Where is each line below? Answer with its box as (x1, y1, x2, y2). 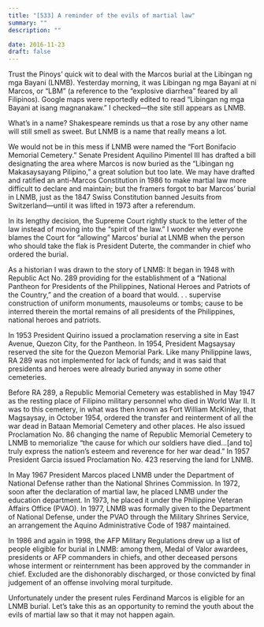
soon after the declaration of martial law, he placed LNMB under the (8, 487, 229, 497)
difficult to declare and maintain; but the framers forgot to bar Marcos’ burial (8, 184, 256, 193)
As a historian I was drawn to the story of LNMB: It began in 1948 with (8, 265, 235, 275)
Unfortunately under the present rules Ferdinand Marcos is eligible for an (8, 593, 245, 603)
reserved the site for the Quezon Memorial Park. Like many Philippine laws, (8, 347, 252, 357)
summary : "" (8, 19, 47, 27)
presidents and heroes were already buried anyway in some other (8, 364, 222, 374)
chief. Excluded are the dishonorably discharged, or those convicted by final (8, 569, 256, 579)
